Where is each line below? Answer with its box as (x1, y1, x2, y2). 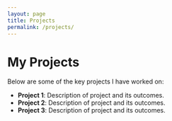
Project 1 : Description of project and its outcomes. (17, 91, 164, 100)
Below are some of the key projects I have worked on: (7, 77, 164, 86)
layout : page (7, 10, 46, 18)
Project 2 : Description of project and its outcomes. (17, 98, 166, 107)
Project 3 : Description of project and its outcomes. (17, 106, 166, 115)
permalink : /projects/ (7, 23, 74, 30)
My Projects (7, 54, 80, 70)
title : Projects (7, 17, 55, 24)
